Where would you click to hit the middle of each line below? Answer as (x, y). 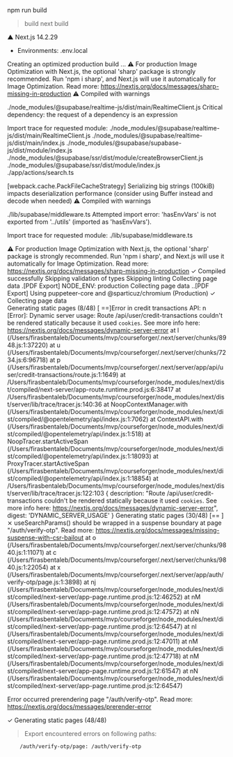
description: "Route (138, 493)
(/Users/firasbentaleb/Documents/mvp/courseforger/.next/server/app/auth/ (115, 575)
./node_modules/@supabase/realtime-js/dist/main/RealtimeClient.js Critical (115, 107)
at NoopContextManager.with (146, 404)
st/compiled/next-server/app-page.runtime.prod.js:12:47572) (95, 612)
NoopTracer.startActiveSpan (48, 441)
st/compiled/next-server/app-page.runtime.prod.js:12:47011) (94, 641)
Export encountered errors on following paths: (90, 734)
